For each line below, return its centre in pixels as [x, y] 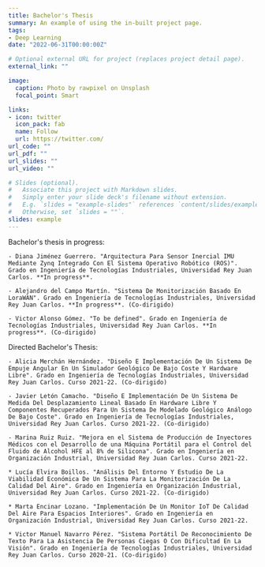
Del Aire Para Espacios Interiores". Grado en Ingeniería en [111, 513]
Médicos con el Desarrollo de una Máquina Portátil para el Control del [130, 444]
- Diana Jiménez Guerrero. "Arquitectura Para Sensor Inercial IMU [121, 256]
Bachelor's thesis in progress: [56, 242]
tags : [17, 30]
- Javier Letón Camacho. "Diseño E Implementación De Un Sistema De [123, 396]
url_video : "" [32, 168]
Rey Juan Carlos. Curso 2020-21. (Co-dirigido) [88, 555]
